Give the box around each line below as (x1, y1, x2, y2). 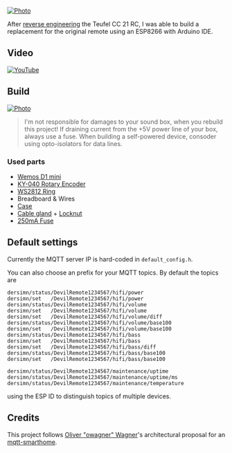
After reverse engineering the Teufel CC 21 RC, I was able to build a (7, 20, 199, 28)
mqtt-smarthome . (7, 438, 57, 446)
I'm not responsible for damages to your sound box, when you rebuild (24, 118, 223, 126)
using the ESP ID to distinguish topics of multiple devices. (7, 391, 172, 400)
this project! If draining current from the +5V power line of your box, (24, 124, 218, 133)
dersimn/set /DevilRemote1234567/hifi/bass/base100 (7, 355, 166, 362)
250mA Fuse (17, 216, 54, 225)
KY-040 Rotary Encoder (17, 180, 86, 188)
